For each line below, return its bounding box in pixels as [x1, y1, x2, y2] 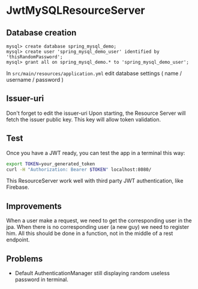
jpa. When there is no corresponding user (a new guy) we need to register [6, 224, 190, 231]
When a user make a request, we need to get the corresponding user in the [6, 217, 192, 224]
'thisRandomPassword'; [6, 54, 63, 60]
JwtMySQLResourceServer [6, 4, 145, 17]
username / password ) [6, 76, 64, 83]
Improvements [6, 201, 62, 211]
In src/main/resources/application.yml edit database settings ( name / [6, 70, 182, 77]
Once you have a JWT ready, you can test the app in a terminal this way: [6, 149, 185, 156]
